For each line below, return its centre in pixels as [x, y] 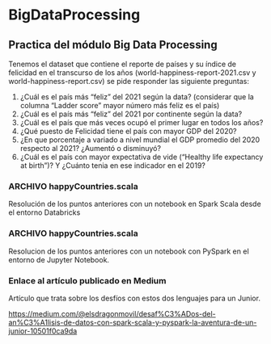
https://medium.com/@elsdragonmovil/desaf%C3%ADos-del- [112, 313]
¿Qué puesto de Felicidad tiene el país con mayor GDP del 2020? [128, 131]
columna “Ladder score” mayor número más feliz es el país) [120, 105]
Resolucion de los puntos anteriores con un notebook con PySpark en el [129, 251]
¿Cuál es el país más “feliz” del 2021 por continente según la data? [131, 114]
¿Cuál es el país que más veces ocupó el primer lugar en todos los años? [142, 122]
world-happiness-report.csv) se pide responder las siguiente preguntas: [129, 81]
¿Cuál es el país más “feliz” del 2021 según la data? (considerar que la [137, 97]
